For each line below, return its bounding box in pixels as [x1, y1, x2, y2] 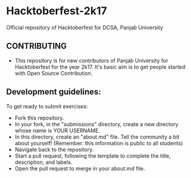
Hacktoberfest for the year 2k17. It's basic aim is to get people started [14, 63, 186, 70]
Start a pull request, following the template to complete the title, [14, 152, 171, 159]
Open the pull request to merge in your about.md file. [14, 165, 145, 172]
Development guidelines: [6, 87, 101, 97]
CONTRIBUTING [6, 41, 67, 51]
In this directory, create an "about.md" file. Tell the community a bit [14, 133, 180, 140]
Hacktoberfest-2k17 [6, 4, 107, 18]
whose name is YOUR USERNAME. [14, 127, 100, 134]
